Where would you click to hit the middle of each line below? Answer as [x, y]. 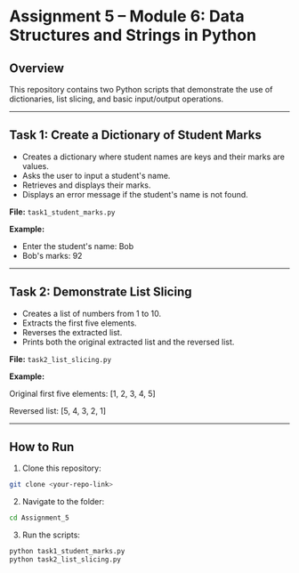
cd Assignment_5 [39, 518]
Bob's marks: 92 [52, 255]
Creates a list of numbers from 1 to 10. [92, 313]
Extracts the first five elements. [79, 323]
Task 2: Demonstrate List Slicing [101, 292]
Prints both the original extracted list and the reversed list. [128, 342]
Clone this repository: [61, 468]
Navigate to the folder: [63, 502]
